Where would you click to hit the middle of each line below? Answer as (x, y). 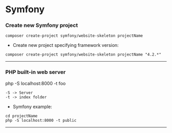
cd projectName (21, 116)
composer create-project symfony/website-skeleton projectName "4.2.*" (83, 55)
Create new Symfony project (42, 25)
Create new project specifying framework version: (66, 45)
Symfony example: (32, 107)
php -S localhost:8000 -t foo (36, 83)
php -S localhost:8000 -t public (41, 120)
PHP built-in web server (36, 72)
